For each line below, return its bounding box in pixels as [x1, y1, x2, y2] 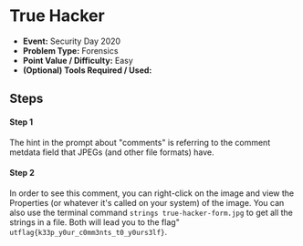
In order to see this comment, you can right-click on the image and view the [9, 188, 295, 199]
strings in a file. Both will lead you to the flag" [9, 216, 180, 228]
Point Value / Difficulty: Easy [22, 55, 134, 66]
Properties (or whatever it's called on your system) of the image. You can [9, 197, 285, 208]
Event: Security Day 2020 [22, 36, 121, 46]
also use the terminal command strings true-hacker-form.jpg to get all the [9, 207, 294, 218]
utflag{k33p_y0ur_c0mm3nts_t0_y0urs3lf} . [9, 226, 168, 237]
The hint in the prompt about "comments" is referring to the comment [9, 137, 271, 148]
